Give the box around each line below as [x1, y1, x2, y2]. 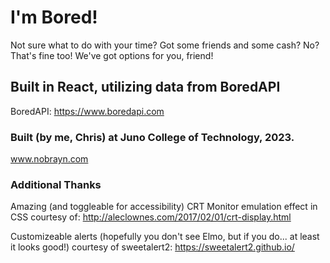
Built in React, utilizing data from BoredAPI [10, 79, 281, 96]
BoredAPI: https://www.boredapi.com [10, 105, 165, 117]
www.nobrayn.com [10, 153, 89, 165]
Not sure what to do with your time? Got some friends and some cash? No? [10, 39, 320, 51]
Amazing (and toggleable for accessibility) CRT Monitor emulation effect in [10, 201, 318, 213]
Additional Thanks [10, 177, 102, 191]
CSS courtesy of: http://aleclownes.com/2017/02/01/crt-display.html [10, 211, 292, 223]
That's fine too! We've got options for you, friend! [10, 49, 214, 61]
